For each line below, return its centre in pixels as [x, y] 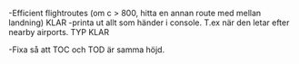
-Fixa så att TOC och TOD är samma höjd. [87, 50]
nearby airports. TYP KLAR [59, 32]
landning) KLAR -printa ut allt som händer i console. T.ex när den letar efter [149, 23]
